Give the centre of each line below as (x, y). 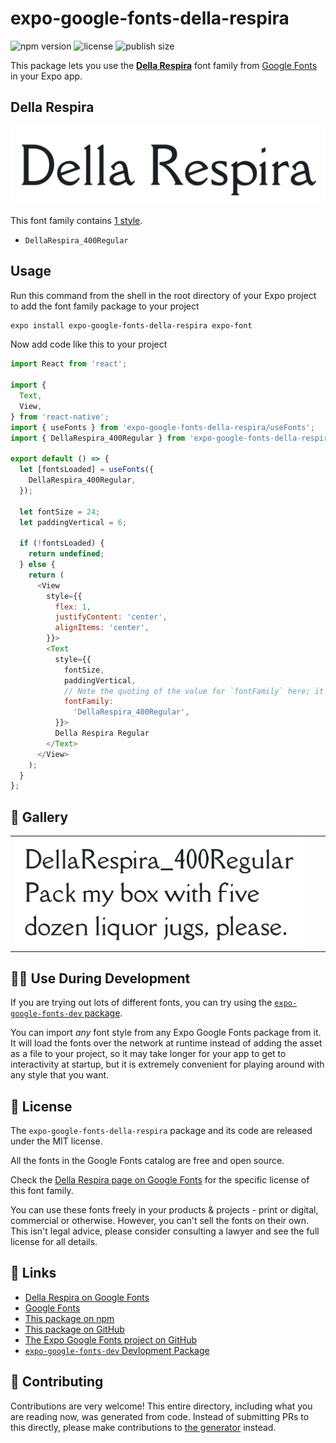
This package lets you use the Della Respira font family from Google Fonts (164, 65)
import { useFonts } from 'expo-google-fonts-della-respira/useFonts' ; (162, 427)
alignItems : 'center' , (102, 628)
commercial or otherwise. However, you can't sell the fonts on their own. (159, 1220)
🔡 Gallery (39, 817)
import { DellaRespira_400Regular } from (98, 438)
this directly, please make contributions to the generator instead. (143, 1427)
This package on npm (69, 1318)
